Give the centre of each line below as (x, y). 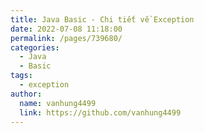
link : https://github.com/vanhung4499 (100, 112)
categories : (35, 47)
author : (26, 94)
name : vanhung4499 (58, 103)
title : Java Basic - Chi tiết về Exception (102, 19)
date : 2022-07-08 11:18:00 (66, 29)
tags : (21, 76)
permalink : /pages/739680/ (66, 38)
